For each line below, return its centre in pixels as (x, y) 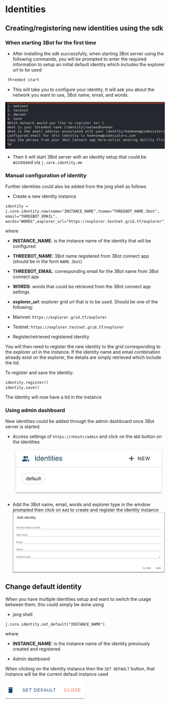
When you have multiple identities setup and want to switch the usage (78, 599)
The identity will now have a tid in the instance (54, 397)
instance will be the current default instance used (57, 674)
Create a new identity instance (45, 196)
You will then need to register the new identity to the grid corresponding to (83, 347)
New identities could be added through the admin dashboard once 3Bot (80, 421)
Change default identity (44, 587)
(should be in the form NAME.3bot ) (47, 262)
